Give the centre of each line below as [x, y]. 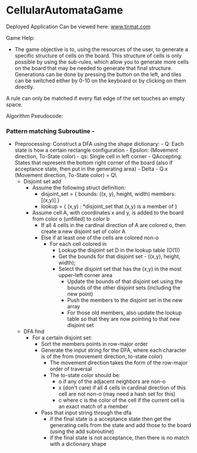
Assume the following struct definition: [79, 188]
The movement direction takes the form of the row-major [119, 363]
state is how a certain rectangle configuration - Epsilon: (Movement [96, 150]
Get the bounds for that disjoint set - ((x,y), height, [119, 257]
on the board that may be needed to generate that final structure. [93, 68]
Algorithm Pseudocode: [35, 116]
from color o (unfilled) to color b [71, 219]
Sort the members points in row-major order [94, 344]
